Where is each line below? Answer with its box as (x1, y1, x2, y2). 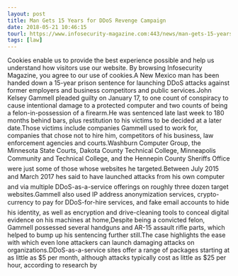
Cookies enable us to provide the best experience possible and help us (7, 56, 215, 64)
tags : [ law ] (7, 37, 42, 44)
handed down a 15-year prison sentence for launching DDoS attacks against (7, 79, 230, 87)
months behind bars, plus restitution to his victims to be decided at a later (7, 116, 222, 125)
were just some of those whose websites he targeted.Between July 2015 (7, 164, 220, 173)
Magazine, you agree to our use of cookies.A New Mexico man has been (7, 71, 220, 80)
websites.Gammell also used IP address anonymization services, (7, 190, 196, 199)
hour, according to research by (7, 261, 98, 270)
